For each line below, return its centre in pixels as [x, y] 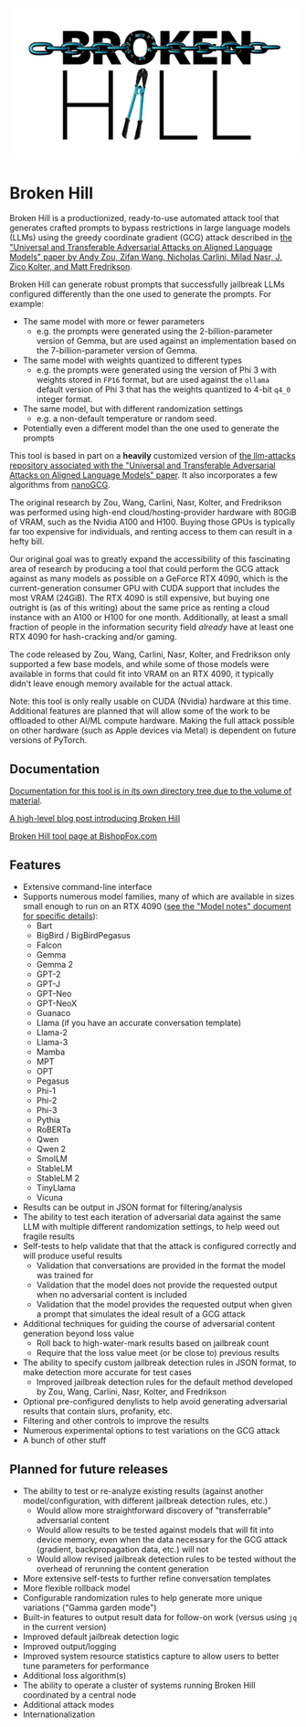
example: [26, 304]
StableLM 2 [58, 1178]
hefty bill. [27, 542]
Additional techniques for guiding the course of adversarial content [149, 1324]
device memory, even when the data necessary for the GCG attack [162, 1539]
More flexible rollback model [76, 1588]
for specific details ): [60, 916]
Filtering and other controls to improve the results [116, 1421]
